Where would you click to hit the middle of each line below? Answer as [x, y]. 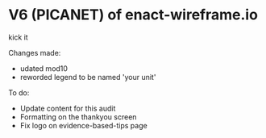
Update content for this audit [68, 108]
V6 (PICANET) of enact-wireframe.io [133, 15]
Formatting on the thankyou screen [78, 117]
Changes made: [35, 52]
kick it [18, 37]
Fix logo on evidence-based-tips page [83, 125]
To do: [19, 92]
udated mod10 [44, 68]
